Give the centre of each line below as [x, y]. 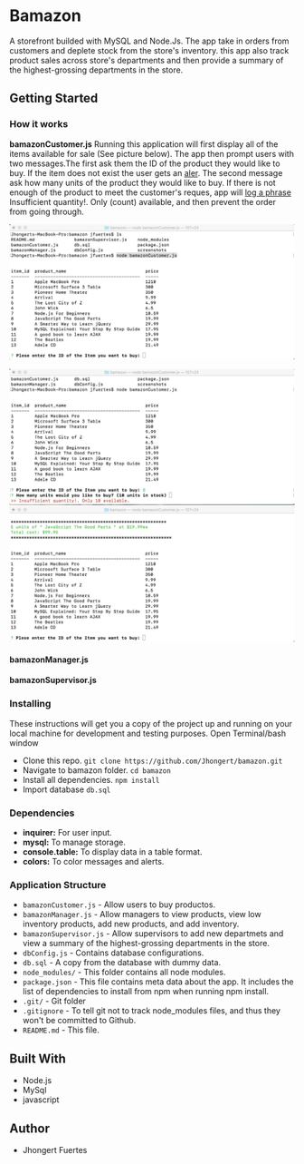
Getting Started [54, 98]
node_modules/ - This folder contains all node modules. [124, 973]
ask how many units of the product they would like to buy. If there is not [142, 182]
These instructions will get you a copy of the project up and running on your [151, 723]
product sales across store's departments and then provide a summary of [147, 60]
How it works [39, 124]
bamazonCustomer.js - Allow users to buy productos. [119, 905]
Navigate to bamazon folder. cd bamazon [97, 770]
